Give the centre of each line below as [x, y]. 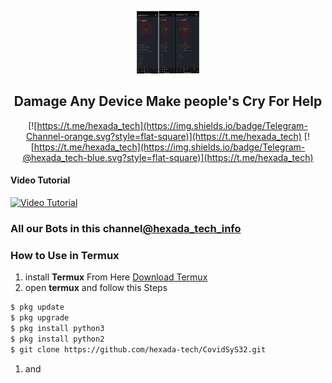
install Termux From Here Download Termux [116, 277]
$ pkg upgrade [40, 318]
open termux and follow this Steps [96, 288]
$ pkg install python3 [57, 328]
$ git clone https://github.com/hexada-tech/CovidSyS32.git [138, 349]
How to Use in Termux [65, 255]
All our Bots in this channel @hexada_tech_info [126, 228]
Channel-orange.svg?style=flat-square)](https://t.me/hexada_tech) [164, 136]
